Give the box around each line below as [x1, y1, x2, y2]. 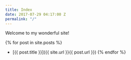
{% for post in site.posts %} [5, 40, 62, 46]
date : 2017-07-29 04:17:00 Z [5, 12, 66, 17]
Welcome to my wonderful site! [5, 30, 69, 36]
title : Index [5, 7, 32, 12]
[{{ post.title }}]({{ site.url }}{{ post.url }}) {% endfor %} [12, 49, 126, 55]
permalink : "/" [5, 16, 37, 21]
